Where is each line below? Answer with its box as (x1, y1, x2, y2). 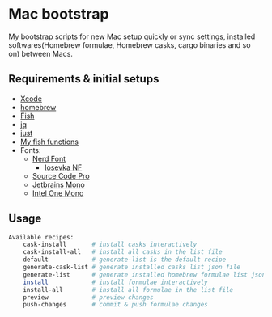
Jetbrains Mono (32, 180, 85, 189)
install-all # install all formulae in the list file (23, 285, 233, 294)
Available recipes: (8, 233, 74, 241)
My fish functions (19, 137, 79, 146)
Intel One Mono (32, 188, 84, 198)
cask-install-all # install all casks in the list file (23, 248, 223, 256)
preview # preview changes (23, 293, 154, 302)
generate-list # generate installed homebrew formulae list (23, 270, 249, 279)
